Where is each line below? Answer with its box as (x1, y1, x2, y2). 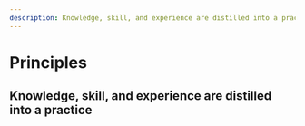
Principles (9, 52, 88, 73)
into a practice (9, 102, 93, 118)
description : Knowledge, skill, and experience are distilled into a (9, 13, 279, 23)
